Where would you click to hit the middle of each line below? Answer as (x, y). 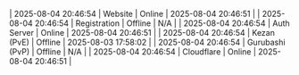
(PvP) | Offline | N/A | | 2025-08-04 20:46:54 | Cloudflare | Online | (133, 52)
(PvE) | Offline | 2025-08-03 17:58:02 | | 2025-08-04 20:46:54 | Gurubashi (147, 42)
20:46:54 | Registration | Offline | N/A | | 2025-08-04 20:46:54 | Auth (162, 23)
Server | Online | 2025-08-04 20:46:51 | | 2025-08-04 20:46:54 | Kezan (142, 33)
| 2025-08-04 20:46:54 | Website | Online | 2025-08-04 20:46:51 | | (135, 14)
